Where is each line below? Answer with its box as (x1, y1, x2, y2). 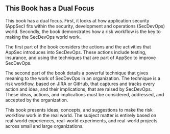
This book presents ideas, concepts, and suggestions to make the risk (5, 106, 153, 113)
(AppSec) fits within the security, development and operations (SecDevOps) (5, 23, 165, 29)
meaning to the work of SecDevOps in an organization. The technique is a (5, 75, 161, 81)
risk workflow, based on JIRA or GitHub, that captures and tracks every (5, 81, 155, 87)
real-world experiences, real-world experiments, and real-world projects (5, 117, 158, 124)
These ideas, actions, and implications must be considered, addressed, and (5, 91, 164, 97)
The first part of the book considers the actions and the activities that (5, 43, 152, 50)
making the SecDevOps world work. (5, 34, 81, 40)
